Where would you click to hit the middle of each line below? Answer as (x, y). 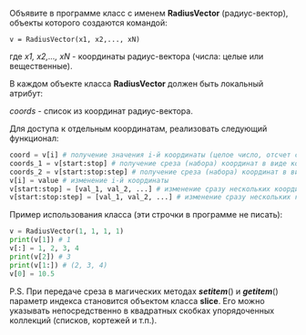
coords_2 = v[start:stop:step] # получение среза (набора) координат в (148, 172)
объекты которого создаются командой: (89, 23)
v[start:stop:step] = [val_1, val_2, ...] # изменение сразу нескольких (150, 198)
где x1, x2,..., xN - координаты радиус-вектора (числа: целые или (137, 56)
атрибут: (26, 93)
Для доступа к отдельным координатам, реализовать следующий (138, 128)
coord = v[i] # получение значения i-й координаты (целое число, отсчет (150, 155)
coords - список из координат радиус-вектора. (101, 111)
